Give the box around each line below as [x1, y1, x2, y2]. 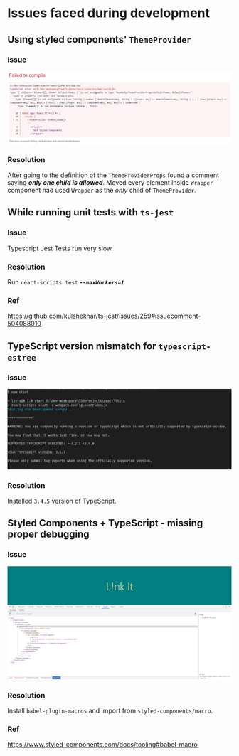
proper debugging [7, 528, 90, 541]
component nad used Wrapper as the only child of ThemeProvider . [7, 186, 197, 195]
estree [7, 352, 37, 363]
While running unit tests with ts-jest [7, 206, 174, 218]
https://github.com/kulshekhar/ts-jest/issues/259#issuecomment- [7, 312, 201, 321]
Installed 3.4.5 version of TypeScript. [7, 496, 117, 505]
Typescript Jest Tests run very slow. [7, 244, 114, 252]
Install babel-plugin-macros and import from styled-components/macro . [7, 706, 213, 715]
